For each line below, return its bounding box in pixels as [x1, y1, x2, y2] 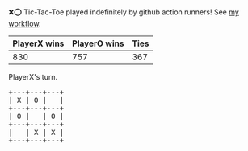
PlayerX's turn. [8, 72, 58, 81]
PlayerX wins [12, 38, 65, 49]
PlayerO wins [72, 38, 124, 49]
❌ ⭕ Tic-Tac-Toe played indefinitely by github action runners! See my [8, 7, 240, 17]
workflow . [8, 19, 41, 28]
